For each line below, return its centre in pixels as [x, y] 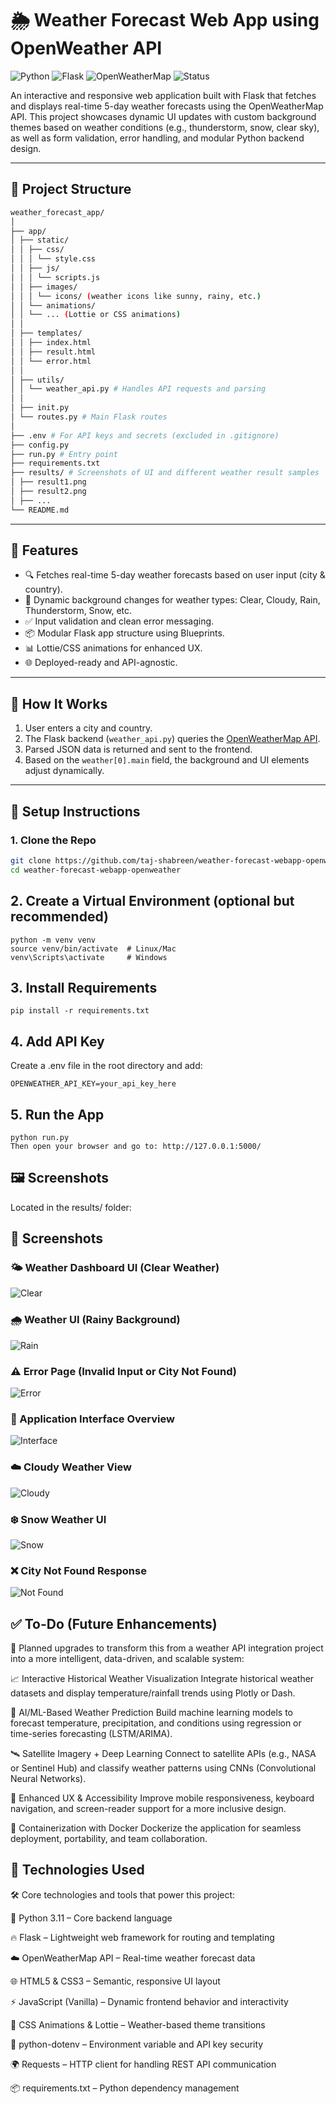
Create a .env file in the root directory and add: [106, 1066]
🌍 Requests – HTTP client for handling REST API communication [143, 2064]
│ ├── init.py [40, 408]
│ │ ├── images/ [44, 287]
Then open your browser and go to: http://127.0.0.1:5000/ [136, 1146]
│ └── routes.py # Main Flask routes [89, 417]
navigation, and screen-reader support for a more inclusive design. [148, 1809]
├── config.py [40, 445]
